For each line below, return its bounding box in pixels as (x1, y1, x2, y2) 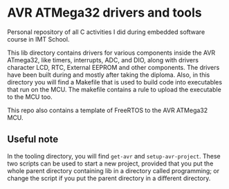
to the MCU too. (7, 92, 53, 101)
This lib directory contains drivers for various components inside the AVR (7, 48, 216, 57)
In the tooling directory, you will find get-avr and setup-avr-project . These (7, 152, 221, 160)
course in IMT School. (7, 35, 70, 43)
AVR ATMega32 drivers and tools (7, 5, 202, 21)
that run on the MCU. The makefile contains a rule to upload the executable (7, 85, 221, 93)
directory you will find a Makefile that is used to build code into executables (7, 78, 223, 86)
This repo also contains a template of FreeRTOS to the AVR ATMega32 (7, 106, 208, 114)
